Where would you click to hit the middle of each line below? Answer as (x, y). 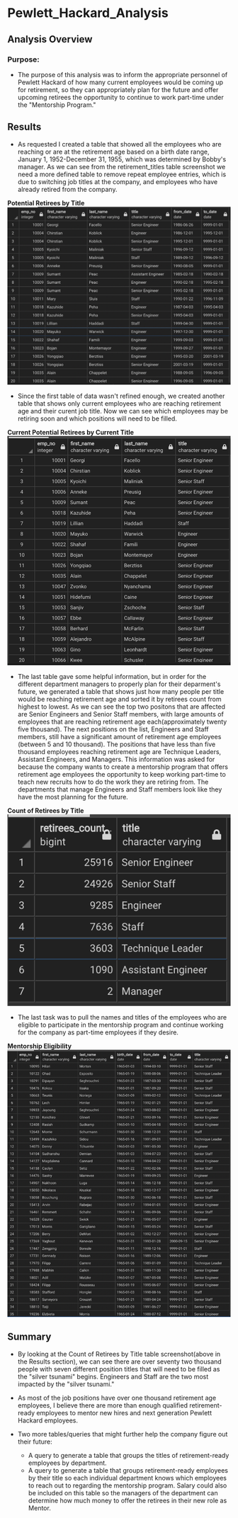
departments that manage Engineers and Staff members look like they (120, 789)
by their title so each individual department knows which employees (127, 1478)
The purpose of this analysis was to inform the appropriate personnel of (123, 74)
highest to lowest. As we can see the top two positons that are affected (121, 707)
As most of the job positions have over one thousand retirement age (117, 1398)
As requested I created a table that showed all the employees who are (119, 144)
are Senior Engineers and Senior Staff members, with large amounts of (121, 714)
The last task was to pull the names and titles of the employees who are (122, 1017)
